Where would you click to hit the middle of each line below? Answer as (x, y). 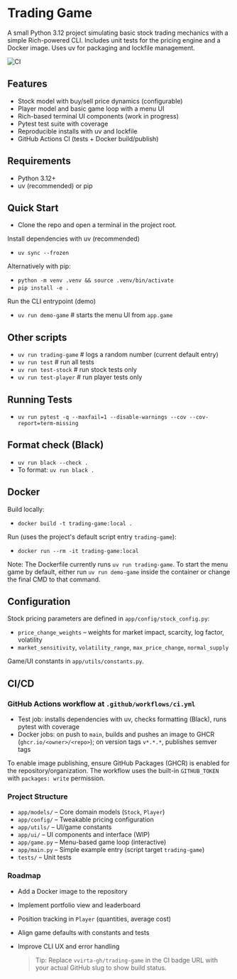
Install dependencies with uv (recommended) (74, 239)
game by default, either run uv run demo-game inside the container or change (119, 571)
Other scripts (37, 338)
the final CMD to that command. (54, 579)
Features (27, 84)
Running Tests (40, 399)
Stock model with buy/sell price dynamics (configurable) (100, 101)
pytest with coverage (49, 727)
